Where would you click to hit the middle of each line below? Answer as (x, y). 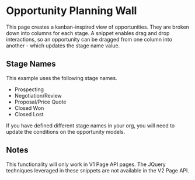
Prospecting (29, 89)
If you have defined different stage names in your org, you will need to (90, 125)
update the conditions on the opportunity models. (66, 131)
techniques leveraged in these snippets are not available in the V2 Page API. (98, 170)
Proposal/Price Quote (40, 102)
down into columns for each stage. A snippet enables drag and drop (88, 33)
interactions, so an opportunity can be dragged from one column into (89, 39)
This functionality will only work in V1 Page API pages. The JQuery (86, 164)
